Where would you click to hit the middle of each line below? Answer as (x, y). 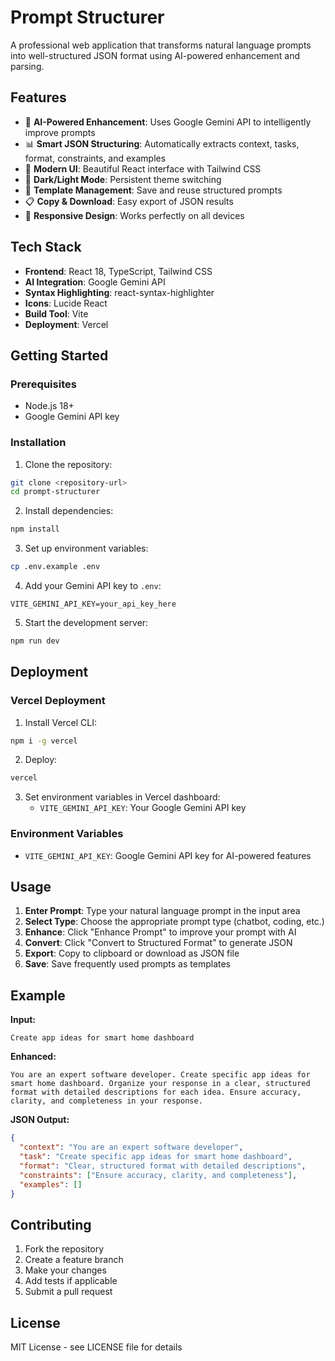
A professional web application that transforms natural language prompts (161, 45)
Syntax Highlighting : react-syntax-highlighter (119, 292)
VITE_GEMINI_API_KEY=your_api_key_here (93, 604)
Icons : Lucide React (66, 303)
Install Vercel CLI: (61, 722)
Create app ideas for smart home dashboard (102, 1038)
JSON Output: (40, 1120)
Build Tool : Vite (56, 313)
